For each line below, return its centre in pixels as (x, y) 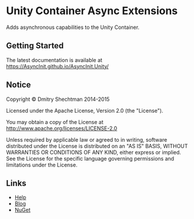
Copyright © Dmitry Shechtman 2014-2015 (58, 99)
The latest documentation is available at (54, 60)
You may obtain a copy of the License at (55, 122)
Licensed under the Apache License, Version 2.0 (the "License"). (85, 110)
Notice (19, 85)
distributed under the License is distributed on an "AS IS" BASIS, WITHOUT (97, 146)
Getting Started (35, 46)
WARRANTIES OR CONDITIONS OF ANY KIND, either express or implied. (93, 152)
